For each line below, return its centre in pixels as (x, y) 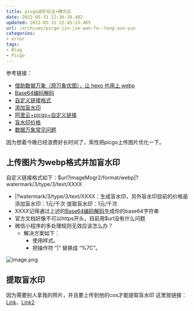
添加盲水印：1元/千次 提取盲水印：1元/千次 (66, 204)
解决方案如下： (42, 233)
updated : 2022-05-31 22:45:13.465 (49, 22)
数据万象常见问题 (35, 130)
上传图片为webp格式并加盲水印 (63, 163)
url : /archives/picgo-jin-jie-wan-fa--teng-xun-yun (71, 28)
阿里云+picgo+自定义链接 (46, 115)
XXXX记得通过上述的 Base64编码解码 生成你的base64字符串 (87, 211)
